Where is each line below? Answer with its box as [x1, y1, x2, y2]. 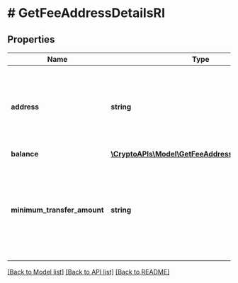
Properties [7, 33, 55, 46]
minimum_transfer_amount [11, 205, 104, 215]
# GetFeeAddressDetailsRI [7, 5, 165, 21]
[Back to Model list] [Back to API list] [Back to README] [7, 268, 170, 276]
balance [11, 149, 39, 159]
